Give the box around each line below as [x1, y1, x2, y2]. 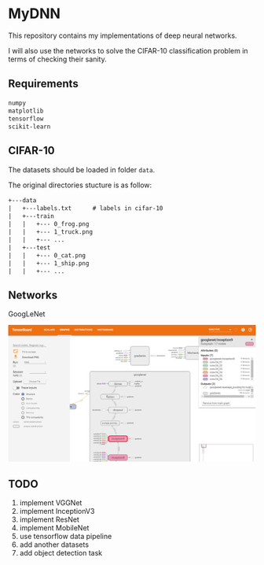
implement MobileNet [19, 523, 90, 533]
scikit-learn [8, 123, 51, 131]
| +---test [8, 243, 51, 252]
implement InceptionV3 [19, 507, 95, 516]
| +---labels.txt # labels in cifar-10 [8, 204, 163, 212]
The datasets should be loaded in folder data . [8, 164, 156, 174]
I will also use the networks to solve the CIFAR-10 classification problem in [8, 46, 249, 55]
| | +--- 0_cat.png [8, 251, 86, 260]
